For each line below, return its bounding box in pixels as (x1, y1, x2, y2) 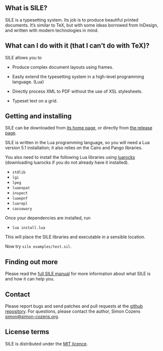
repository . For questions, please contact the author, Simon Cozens (5, 308, 141, 314)
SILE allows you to (5, 54, 42, 60)
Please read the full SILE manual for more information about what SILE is (5, 271, 151, 276)
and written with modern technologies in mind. (5, 27, 99, 33)
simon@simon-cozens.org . (5, 314, 60, 320)
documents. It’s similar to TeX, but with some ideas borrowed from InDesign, (5, 22, 159, 28)
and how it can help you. (5, 276, 55, 282)
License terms (5, 328, 50, 336)
